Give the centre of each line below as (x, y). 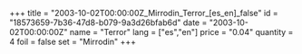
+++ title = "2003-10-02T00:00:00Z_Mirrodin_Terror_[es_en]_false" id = (144, 13)
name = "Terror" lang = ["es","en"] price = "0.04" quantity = (181, 32)
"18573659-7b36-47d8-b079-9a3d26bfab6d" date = (108, 22)
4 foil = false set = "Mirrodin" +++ (73, 41)
